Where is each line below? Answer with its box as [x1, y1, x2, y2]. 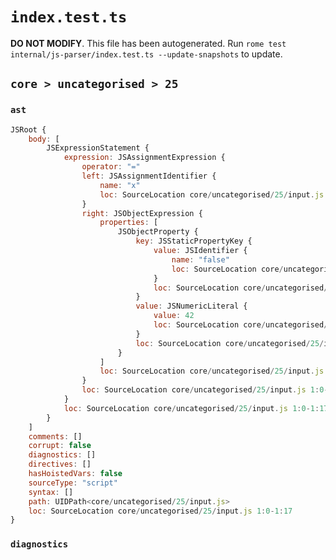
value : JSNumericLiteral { [135, 301, 248, 312]
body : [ [28, 134, 60, 144]
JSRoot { [10, 124, 47, 135]
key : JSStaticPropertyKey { [135, 236, 253, 247]
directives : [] [28, 459, 92, 470]
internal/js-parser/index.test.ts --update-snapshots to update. [10, 48, 283, 60]
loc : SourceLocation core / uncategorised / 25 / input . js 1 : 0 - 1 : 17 [28, 506, 293, 516]
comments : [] [28, 431, 83, 442]
